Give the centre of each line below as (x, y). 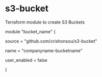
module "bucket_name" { (30, 31)
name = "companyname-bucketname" (44, 51)
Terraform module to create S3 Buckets (45, 22)
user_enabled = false (26, 60)
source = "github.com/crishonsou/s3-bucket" (51, 41)
